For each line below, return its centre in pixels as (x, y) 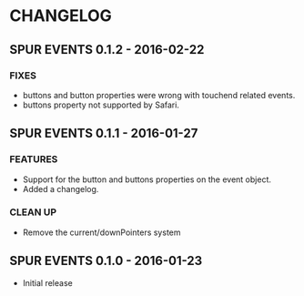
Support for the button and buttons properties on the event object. (147, 179)
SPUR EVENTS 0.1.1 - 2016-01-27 (104, 133)
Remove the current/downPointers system (101, 232)
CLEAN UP (33, 212)
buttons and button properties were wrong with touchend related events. (159, 95)
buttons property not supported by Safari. (101, 105)
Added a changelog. (61, 189)
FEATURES (34, 159)
